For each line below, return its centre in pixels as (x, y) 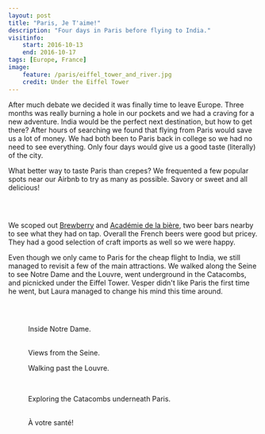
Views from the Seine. (64, 352)
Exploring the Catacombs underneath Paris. (100, 398)
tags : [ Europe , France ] (48, 60)
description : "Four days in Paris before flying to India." (110, 30)
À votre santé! (51, 422)
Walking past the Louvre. (69, 368)
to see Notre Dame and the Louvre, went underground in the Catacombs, (128, 274)
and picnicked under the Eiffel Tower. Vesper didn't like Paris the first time (129, 282)
